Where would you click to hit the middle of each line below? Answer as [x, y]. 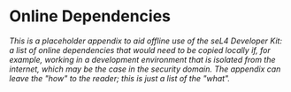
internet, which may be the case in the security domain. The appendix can [145, 69]
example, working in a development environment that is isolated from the [142, 59]
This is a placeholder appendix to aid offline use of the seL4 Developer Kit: [146, 41]
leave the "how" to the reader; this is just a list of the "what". [119, 78]
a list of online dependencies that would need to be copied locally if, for [140, 50]
